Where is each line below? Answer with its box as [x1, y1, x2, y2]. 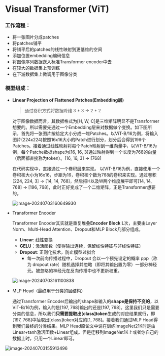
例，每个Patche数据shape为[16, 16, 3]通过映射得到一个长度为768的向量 [12, 149, 157, 155]
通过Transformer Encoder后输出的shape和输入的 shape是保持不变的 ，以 [12, 298, 159, 304]
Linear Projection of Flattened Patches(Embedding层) [12, 97, 124, 103]
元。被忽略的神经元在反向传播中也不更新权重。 [27, 267, 122, 273]
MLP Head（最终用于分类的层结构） [12, 288, 86, 294]
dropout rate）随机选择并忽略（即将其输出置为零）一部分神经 [33, 261, 157, 267]
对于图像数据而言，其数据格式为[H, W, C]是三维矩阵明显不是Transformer [12, 118, 160, 124]
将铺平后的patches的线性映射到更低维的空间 [12, 46, 102, 52]
